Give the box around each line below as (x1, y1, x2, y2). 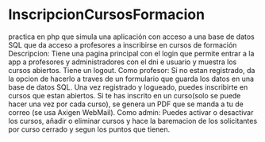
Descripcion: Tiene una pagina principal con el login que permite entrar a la (8, 48, 255, 58)
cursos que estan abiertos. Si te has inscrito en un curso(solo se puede (8, 90, 241, 100)
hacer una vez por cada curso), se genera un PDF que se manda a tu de (8, 99, 244, 109)
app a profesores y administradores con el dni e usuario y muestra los (8, 57, 237, 67)
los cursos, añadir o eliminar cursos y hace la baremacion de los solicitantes (8, 116, 258, 125)
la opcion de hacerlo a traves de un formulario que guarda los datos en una (8, 74, 255, 83)
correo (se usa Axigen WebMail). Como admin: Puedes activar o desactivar (8, 107, 254, 117)
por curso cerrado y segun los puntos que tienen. (8, 125, 171, 134)
